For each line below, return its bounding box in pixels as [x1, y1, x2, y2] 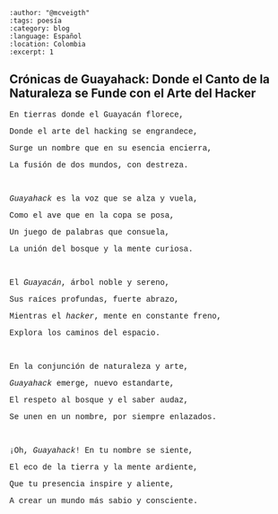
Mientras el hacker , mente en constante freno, [9, 311, 222, 321]
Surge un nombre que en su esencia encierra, [9, 143, 213, 153]
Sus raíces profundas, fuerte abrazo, [9, 294, 179, 304]
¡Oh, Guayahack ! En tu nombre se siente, [9, 445, 194, 456]
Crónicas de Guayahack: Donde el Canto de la [9, 72, 271, 87]
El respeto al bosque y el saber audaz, [9, 395, 189, 405]
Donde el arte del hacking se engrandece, [9, 126, 199, 136]
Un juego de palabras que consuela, [9, 227, 170, 237]
